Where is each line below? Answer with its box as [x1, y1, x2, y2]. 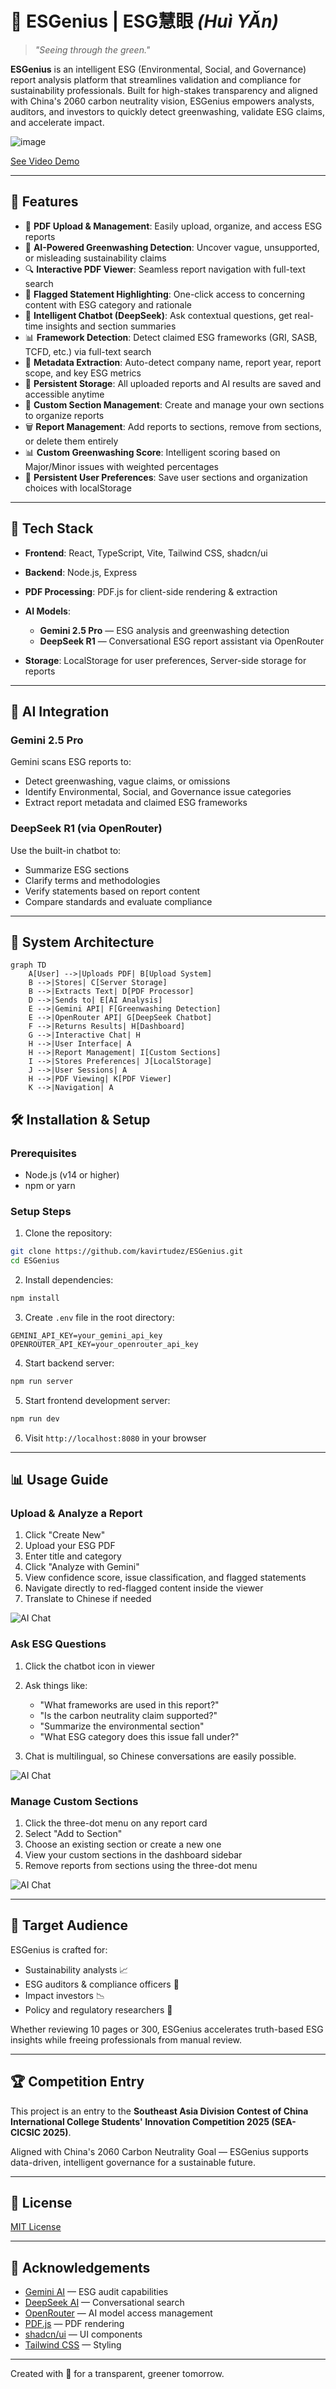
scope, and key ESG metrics [24, 367, 142, 379]
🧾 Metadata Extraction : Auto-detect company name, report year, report [24, 356, 322, 368]
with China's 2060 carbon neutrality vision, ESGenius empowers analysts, [10, 95, 315, 107]
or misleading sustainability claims [24, 252, 167, 264]
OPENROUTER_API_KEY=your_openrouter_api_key [10, 1339, 199, 1349]
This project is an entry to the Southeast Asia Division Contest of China [10, 2105, 309, 2117]
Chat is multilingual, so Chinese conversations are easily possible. [24, 1750, 297, 1762]
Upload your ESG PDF [24, 1540, 116, 1552]
